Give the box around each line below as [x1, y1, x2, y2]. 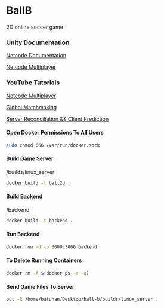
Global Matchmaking [6, 103, 57, 111]
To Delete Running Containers [6, 257, 82, 264]
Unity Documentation [6, 38, 70, 47]
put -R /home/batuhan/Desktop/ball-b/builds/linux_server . [6, 297, 159, 303]
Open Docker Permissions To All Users [6, 129, 104, 136]
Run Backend [6, 231, 40, 238]
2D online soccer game [6, 23, 64, 31]
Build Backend [6, 193, 43, 200]
